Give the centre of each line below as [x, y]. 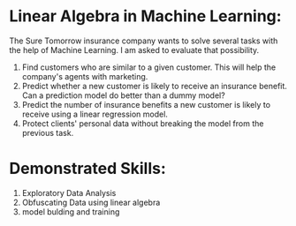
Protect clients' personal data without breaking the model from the [143, 123]
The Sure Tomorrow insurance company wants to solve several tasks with [144, 41]
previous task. [48, 132]
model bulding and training [71, 211]
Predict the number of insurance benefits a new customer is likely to [146, 104]
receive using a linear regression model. [95, 114]
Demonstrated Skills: [87, 169]
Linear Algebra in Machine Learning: [145, 16]
